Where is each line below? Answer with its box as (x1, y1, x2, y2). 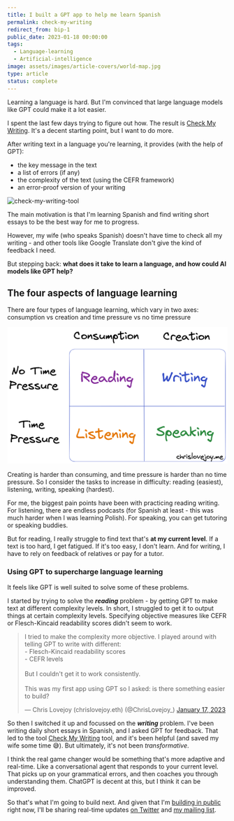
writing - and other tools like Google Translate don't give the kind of (7, 238, 203, 247)
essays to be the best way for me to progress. (7, 217, 140, 226)
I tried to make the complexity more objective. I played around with (24, 632, 217, 641)
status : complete (7, 78, 58, 85)
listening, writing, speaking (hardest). (7, 485, 115, 494)
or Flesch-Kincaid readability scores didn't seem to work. (7, 619, 173, 627)
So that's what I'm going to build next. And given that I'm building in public (7, 798, 221, 806)
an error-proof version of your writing (17, 183, 126, 192)
